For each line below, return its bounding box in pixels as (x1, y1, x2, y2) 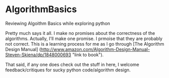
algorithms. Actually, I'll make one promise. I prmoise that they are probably (5, 35, 163, 42)
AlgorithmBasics (5, 4, 77, 15)
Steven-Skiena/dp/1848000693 (5, 52, 71, 58)
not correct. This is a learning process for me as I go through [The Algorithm (5, 41, 164, 47)
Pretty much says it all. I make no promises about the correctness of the (5, 30, 155, 36)
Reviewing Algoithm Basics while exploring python (5, 20, 110, 26)
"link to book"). (72, 52, 104, 58)
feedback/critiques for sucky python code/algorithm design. (5, 67, 131, 73)
